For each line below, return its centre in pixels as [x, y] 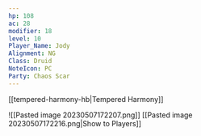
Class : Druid [30, 62]
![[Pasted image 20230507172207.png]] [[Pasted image [100, 115]
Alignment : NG [32, 53]
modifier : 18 [30, 31]
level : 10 [25, 38]
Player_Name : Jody [39, 46]
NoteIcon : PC [30, 69]
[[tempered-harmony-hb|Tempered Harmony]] [86, 99]
